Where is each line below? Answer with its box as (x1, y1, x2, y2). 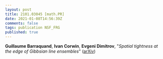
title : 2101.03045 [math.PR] (5, 12, 65, 17)
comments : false (5, 20, 38, 26)
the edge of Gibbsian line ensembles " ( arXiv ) (5, 48, 96, 54)
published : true (5, 30, 38, 35)
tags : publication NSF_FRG (5, 25, 60, 30)
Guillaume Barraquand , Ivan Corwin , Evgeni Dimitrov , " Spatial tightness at (5, 43, 158, 49)
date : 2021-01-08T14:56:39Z (5, 16, 63, 21)
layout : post (5, 7, 32, 12)
